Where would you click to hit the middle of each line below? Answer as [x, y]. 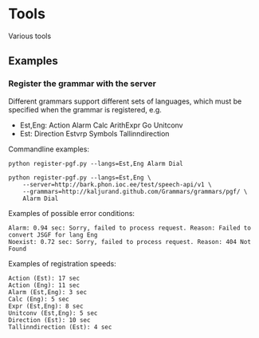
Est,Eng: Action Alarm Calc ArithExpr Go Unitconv [101, 125]
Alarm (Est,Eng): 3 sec [48, 292]
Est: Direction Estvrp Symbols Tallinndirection [94, 133]
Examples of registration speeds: [63, 263]
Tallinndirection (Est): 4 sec [60, 327]
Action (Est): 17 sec [44, 278]
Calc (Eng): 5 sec [39, 299]
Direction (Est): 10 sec [49, 320]
